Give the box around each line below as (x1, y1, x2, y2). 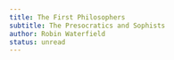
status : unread (9, 37, 66, 47)
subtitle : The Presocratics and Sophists (9, 21, 166, 30)
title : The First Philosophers (9, 12, 126, 22)
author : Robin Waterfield (9, 29, 105, 38)
